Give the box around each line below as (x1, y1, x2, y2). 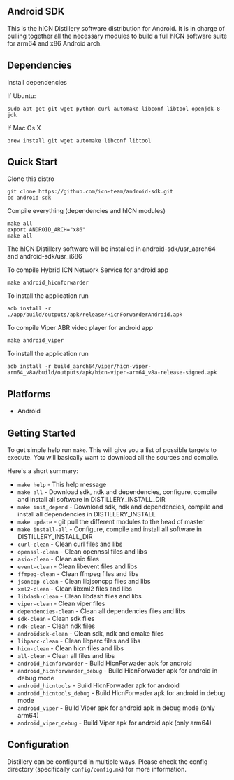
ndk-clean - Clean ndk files (17, 622, 96, 630)
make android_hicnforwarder (7, 280, 89, 287)
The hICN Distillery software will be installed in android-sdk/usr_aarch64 (7, 245, 217, 253)
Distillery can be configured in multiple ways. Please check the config (7, 757, 208, 766)
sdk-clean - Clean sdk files (17, 615, 95, 623)
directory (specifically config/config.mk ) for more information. (7, 765, 187, 773)
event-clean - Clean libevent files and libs (17, 562, 138, 570)
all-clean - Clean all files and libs (17, 652, 115, 660)
